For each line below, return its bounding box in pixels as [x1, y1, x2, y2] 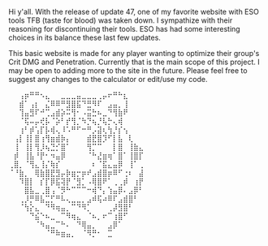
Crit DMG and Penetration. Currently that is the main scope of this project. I [8, 57, 260, 67]
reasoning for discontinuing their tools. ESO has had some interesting [8, 24, 241, 33]
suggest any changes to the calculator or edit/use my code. [8, 75, 208, 84]
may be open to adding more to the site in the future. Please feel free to [8, 66, 248, 76]
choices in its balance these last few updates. [8, 32, 161, 42]
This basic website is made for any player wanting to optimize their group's [8, 49, 260, 58]
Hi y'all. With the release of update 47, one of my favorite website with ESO [8, 7, 260, 16]
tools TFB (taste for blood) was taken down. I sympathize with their [8, 15, 233, 25]
